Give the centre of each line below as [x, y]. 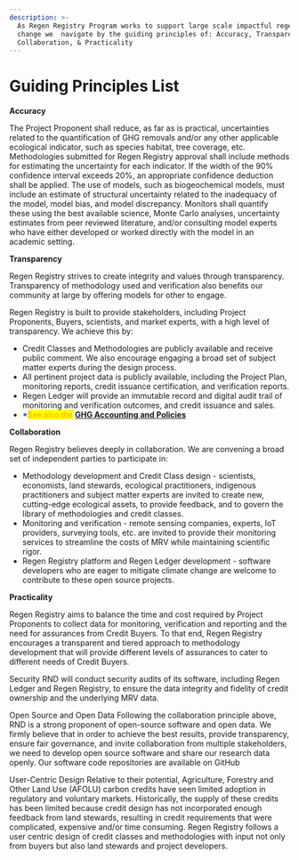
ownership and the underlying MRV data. [84, 698]
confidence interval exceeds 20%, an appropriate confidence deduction [141, 175]
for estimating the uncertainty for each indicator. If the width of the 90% [141, 166]
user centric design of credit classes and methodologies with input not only [148, 837]
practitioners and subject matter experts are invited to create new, [143, 495]
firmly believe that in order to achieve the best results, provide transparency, [149, 734]
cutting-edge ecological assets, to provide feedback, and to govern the [153, 505]
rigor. [32, 552]
